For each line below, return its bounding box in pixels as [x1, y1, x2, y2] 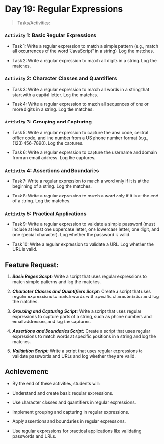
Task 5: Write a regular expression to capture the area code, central [12, 129, 148, 135]
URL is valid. [12, 247, 38, 252]
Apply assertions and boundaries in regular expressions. [12, 419, 126, 424]
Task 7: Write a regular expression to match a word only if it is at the [12, 178, 149, 184]
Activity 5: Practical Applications [5, 210, 87, 217]
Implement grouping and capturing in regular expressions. [12, 409, 130, 415]
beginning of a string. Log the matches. [12, 183, 92, 189]
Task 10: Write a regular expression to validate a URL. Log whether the [12, 241, 154, 247]
